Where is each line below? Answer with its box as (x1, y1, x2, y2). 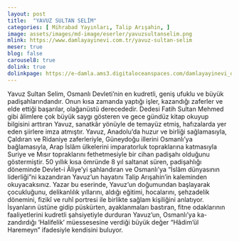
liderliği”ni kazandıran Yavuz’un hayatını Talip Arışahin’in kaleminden (7, 172, 208, 181)
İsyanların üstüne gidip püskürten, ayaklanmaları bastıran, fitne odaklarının (7, 203, 225, 211)
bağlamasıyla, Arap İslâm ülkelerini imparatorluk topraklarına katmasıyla (7, 142, 218, 151)
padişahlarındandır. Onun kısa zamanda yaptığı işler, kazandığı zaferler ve (7, 97, 223, 105)
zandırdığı (7, 218, 37, 226)
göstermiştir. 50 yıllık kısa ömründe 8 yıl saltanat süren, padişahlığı (7, 157, 202, 166)
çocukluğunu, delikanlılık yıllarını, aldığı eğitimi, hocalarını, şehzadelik (7, 188, 210, 196)
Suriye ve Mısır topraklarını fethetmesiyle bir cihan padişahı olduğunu (7, 150, 210, 159)
